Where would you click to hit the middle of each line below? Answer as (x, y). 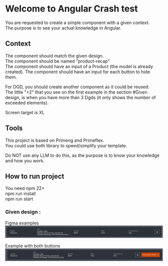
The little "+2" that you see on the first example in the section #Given (76, 92)
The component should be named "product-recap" (57, 61)
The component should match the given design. (54, 56)
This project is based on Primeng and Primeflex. (54, 140)
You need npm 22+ (25, 188)
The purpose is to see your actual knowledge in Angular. (63, 28)
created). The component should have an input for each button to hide (78, 72)
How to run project (35, 176)
